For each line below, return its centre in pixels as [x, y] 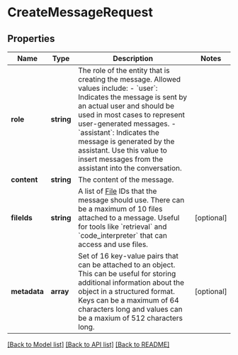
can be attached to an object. [126, 265]
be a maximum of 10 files [120, 209]
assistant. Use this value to [123, 150]
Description [133, 59]
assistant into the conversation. [130, 168]
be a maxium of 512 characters [130, 318]
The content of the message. [126, 180]
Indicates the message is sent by [132, 97]
